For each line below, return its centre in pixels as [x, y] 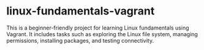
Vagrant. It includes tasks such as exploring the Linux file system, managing [102, 34]
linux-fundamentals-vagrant [81, 11]
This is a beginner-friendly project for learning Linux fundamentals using [98, 28]
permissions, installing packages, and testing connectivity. [80, 40]
